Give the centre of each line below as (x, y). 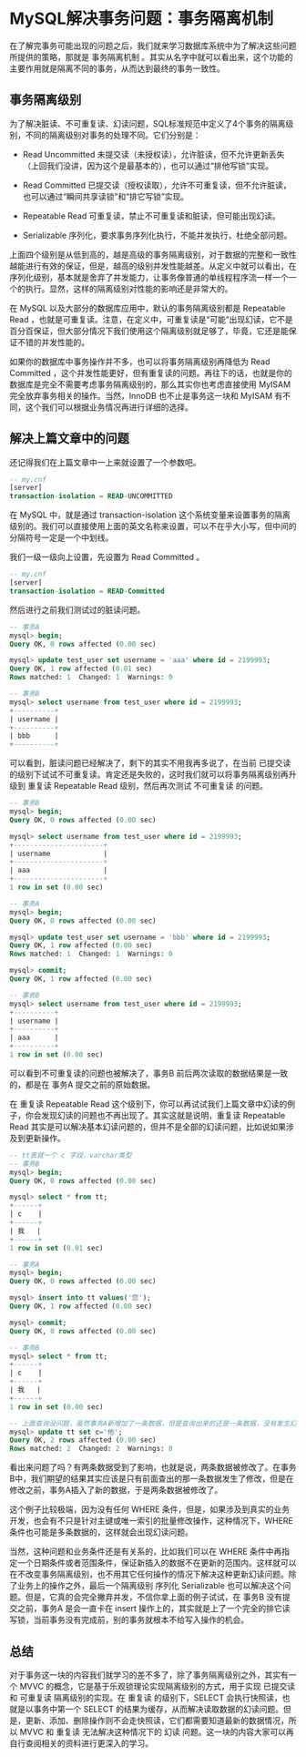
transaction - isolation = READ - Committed (87, 591)
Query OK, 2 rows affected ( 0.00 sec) (83, 1440)
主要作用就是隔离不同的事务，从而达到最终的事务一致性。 (117, 68)
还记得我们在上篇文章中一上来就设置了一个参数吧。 (105, 462)
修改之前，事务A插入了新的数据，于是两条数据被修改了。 (116, 1490)
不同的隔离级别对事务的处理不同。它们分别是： (113, 135)
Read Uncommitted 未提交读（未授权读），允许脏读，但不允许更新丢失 (153, 154)
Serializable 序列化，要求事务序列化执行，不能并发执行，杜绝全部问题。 (158, 235)
